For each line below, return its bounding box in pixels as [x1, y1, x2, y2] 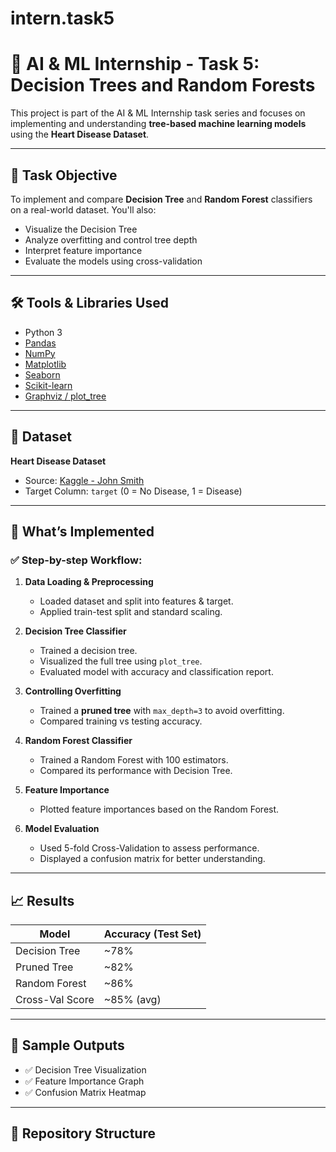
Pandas [24, 337, 57, 349]
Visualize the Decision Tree [24, 223, 138, 235]
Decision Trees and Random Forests [10, 74, 316, 97]
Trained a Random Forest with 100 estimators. [39, 754, 229, 766]
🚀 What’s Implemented [10, 523, 155, 540]
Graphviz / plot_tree [24, 390, 107, 402]
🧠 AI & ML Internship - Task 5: [10, 53, 260, 76]
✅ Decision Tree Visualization [24, 1063, 147, 1076]
